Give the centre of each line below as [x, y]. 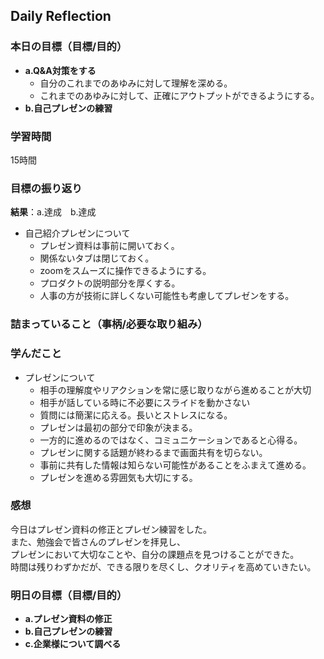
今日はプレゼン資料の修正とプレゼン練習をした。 [111, 529]
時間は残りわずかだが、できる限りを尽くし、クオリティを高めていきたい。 [163, 566]
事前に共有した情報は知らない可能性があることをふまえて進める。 [175, 465]
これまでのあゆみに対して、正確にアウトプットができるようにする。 [179, 95]
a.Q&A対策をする [60, 70]
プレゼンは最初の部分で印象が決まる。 [118, 427]
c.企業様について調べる [73, 644]
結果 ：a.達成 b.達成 [53, 212]
